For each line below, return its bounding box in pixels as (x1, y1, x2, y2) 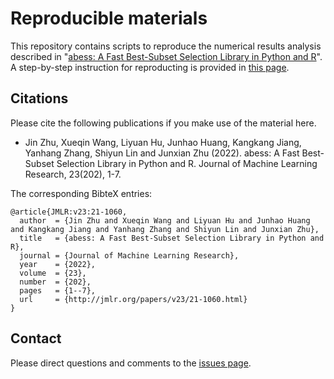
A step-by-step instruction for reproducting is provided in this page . (10, 61, 290, 73)
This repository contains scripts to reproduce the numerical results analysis (10, 40, 322, 52)
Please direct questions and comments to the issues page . (10, 357, 252, 369)
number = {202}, (19, 277, 92, 287)
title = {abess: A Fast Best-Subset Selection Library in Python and (19, 233, 325, 243)
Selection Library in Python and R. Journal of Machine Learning (56, 157, 318, 169)
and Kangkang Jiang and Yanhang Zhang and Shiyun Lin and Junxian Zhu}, (10, 224, 320, 234)
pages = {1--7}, (19, 285, 97, 296)
